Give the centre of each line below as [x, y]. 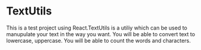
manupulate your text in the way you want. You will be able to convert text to [101, 34]
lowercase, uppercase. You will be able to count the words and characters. [98, 40]
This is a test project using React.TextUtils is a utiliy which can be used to [97, 28]
